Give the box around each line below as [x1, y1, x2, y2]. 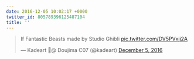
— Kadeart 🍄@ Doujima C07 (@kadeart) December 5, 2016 [20, 47, 163, 54]
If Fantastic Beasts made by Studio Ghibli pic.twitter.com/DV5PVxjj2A [20, 36, 188, 43]
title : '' [6, 19, 30, 25]
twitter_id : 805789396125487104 [6, 14, 85, 20]
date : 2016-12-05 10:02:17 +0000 [6, 8, 88, 15]
